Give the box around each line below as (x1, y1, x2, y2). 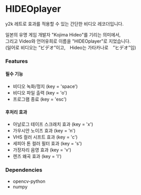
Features (5, 57, 28, 65)
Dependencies (5, 166, 43, 173)
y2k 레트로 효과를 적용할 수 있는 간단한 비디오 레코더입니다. (5, 21, 124, 27)
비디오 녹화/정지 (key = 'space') (12, 83, 78, 90)
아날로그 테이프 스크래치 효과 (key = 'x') (12, 121, 93, 127)
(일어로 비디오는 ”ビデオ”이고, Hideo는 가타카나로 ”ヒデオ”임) (5, 44, 136, 50)
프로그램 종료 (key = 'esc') (12, 96, 67, 103)
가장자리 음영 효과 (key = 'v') (12, 147, 72, 153)
